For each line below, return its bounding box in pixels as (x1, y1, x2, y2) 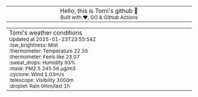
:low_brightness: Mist (9, 42, 58, 49)
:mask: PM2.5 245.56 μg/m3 (9, 65, 76, 72)
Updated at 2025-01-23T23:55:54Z (9, 36, 96, 43)
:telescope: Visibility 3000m (9, 77, 74, 84)
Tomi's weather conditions (9, 29, 82, 37)
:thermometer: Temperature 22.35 (9, 48, 88, 54)
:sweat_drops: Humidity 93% (9, 60, 76, 66)
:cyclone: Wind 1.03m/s (9, 71, 64, 78)
